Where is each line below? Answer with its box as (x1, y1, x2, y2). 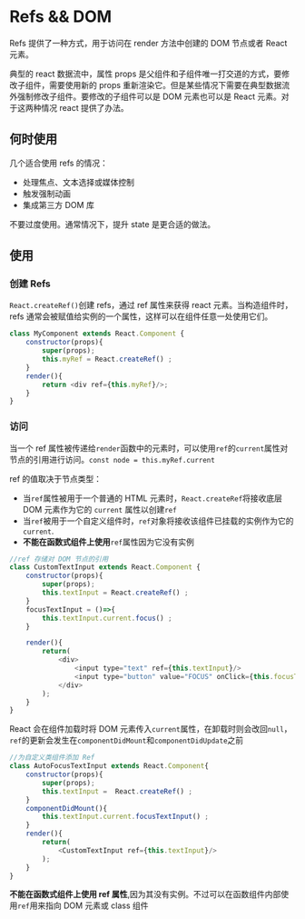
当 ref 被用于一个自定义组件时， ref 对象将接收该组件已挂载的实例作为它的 (22, 515, 294, 526)
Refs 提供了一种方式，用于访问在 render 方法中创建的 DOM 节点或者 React (9, 37, 288, 48)
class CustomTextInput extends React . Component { (9, 563, 202, 572)
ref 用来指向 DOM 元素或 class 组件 (17, 900, 149, 911)
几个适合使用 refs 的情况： (9, 157, 109, 168)
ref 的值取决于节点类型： (9, 473, 103, 484)
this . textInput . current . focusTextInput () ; (42, 812, 209, 822)
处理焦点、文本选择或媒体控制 (22, 176, 134, 187)
